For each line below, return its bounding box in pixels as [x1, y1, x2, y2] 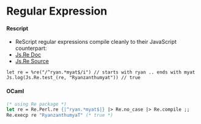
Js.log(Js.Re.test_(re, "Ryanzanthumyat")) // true [6, 75, 141, 81]
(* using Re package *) [6, 101, 67, 107]
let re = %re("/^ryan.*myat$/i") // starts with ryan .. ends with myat [6, 69, 196, 75]
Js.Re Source [15, 58, 49, 65]
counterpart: [15, 44, 47, 52]
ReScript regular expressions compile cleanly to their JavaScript [15, 38, 177, 46]
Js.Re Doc [15, 51, 42, 58]
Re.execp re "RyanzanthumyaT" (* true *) [6, 112, 114, 119]
